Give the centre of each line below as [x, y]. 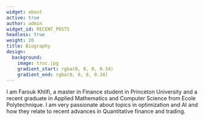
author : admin [25, 23]
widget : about [25, 12]
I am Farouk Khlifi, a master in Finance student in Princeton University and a [102, 92]
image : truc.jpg [38, 63]
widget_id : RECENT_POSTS [38, 29]
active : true [23, 18]
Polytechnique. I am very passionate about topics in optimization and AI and [102, 105]
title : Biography [28, 46]
